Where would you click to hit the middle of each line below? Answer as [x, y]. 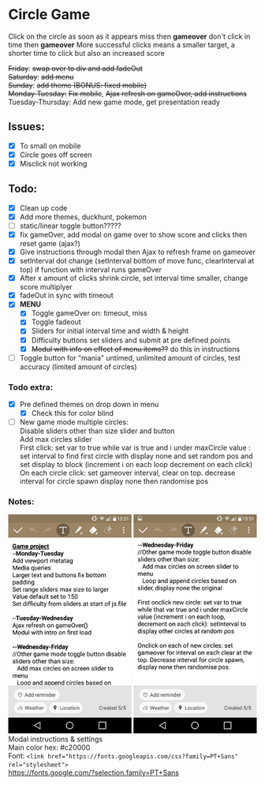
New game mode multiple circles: [74, 422]
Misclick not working [53, 163]
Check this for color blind [73, 413]
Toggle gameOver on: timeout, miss [89, 313]
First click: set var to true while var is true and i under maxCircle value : [135, 448]
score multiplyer [46, 287]
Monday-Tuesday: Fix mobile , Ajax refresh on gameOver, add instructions [127, 93]
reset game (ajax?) [50, 243]
